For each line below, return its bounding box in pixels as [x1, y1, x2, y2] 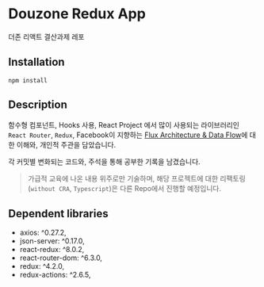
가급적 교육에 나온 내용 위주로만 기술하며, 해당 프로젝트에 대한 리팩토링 [27, 174, 246, 183]
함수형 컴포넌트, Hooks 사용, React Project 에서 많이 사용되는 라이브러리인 [8, 120, 240, 129]
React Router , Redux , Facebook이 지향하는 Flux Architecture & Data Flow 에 [8, 130, 248, 140]
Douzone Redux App [8, 5, 147, 23]
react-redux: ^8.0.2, [19, 245, 85, 254]
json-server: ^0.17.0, [19, 236, 85, 246]
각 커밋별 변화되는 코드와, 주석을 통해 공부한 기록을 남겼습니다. [8, 156, 201, 166]
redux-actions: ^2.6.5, [19, 270, 91, 280]
